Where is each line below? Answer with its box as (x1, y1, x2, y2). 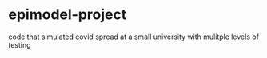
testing (8, 40, 31, 49)
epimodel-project (8, 6, 127, 24)
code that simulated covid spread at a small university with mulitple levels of (8, 32, 260, 41)
